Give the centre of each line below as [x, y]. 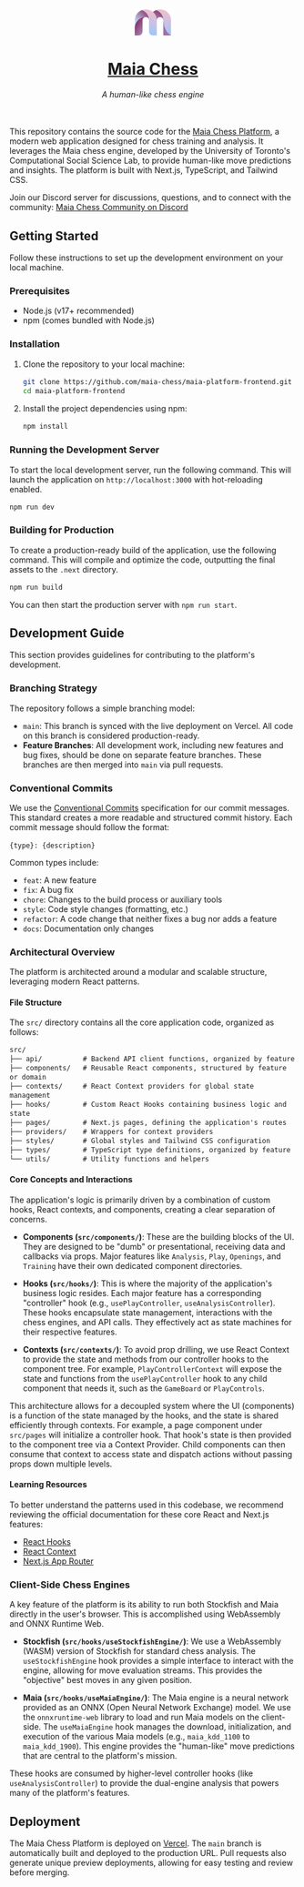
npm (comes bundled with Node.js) [88, 320]
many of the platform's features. [70, 1793]
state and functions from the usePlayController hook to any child [145, 1378]
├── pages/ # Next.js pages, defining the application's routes [148, 1123]
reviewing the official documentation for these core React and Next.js [140, 1514]
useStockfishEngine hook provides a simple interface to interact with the [158, 1661]
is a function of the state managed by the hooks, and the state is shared [144, 1415]
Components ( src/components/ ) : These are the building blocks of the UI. [158, 1236]
